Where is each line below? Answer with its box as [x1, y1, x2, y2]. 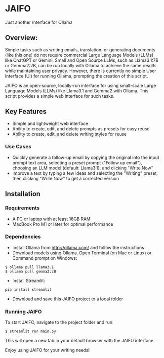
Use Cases [5, 143, 32, 150]
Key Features [5, 107, 47, 116]
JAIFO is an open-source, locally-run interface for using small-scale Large [5, 82, 157, 88]
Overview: [5, 34, 38, 42]
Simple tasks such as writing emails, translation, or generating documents [5, 46, 156, 52]
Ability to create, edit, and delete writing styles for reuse [12, 131, 127, 137]
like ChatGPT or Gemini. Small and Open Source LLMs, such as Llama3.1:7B [5, 57, 159, 63]
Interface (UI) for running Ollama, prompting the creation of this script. [5, 73, 148, 79]
